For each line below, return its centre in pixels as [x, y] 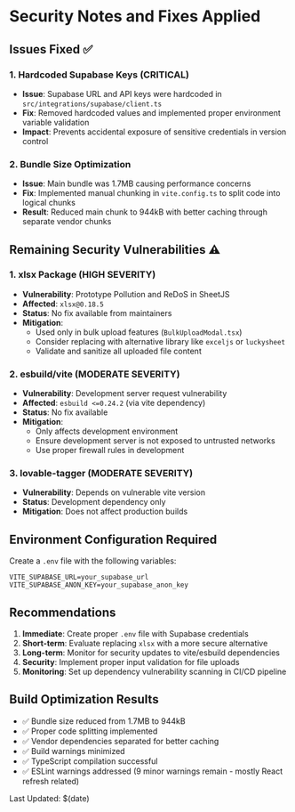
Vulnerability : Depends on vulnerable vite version [114, 492]
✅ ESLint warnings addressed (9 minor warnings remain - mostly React [152, 771]
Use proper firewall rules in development [110, 451]
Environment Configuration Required [113, 539]
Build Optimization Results [84, 699]
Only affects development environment [107, 431]
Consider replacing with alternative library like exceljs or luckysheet [160, 341]
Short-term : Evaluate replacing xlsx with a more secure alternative [145, 644]
